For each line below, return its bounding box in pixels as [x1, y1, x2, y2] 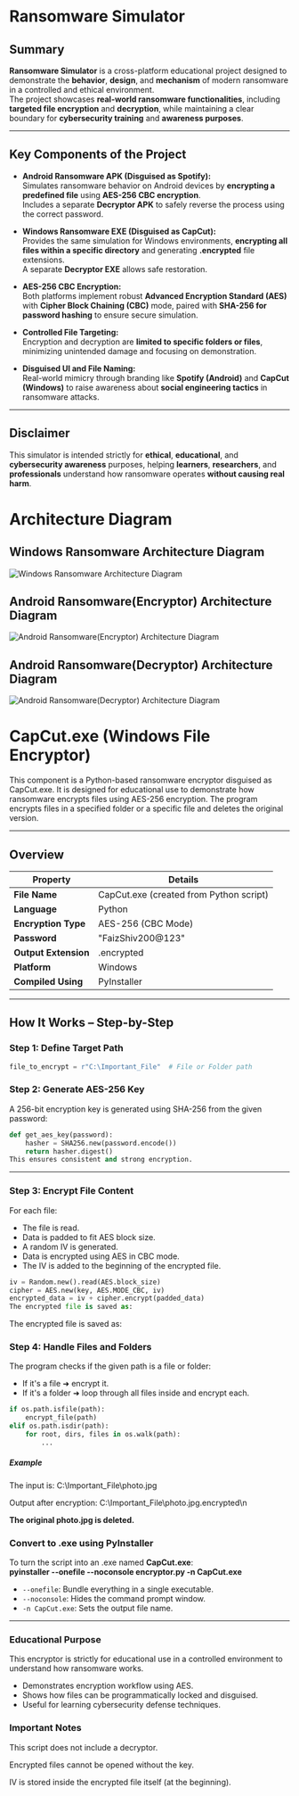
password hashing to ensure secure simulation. [21, 310, 198, 320]
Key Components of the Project [9, 147, 187, 162]
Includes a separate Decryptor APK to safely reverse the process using [21, 199, 285, 210]
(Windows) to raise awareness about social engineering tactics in [21, 382, 268, 393]
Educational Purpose [9, 1634, 101, 1646]
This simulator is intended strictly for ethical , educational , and [9, 449, 238, 460]
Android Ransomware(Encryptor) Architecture [9, 594, 272, 609]
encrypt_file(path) [25, 1413, 98, 1422]
